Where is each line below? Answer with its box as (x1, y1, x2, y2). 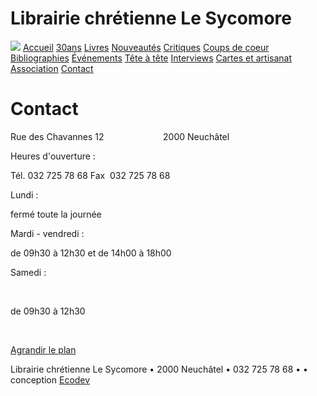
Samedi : (10, 266, 47, 278)
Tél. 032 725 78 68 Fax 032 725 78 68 (10, 169, 171, 181)
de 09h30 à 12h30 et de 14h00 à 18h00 (10, 247, 172, 259)
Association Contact (10, 62, 94, 74)
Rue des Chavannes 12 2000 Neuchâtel (10, 130, 230, 142)
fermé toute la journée (10, 208, 102, 220)
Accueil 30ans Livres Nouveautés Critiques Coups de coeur (22, 41, 270, 53)
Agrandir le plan (10, 343, 77, 356)
